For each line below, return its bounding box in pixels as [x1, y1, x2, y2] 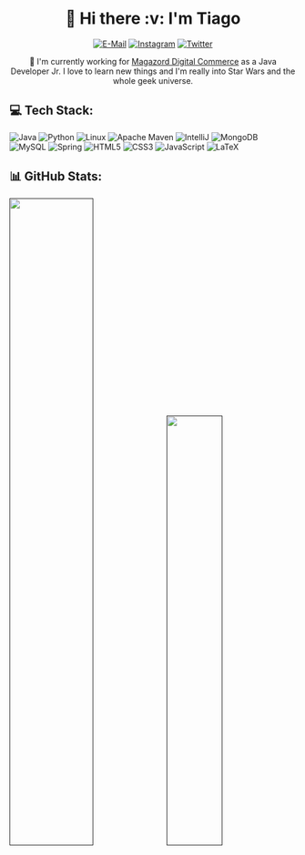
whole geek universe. [112, 75, 194, 86]
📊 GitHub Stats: [9, 168, 103, 185]
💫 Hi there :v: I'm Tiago [65, 8, 241, 29]
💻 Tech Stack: [9, 103, 94, 118]
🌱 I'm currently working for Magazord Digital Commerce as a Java [28, 56, 278, 66]
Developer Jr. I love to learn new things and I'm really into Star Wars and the [10, 66, 296, 76]
